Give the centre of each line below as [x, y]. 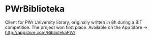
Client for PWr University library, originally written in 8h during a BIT [74, 22]
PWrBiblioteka [35, 9]
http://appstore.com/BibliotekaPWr [40, 32]
